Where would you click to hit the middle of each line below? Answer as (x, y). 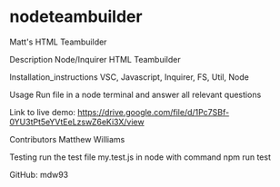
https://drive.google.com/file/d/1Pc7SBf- (153, 112)
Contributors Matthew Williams (67, 139)
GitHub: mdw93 (39, 174)
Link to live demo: (42, 112)
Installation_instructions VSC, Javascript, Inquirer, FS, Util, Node (130, 77)
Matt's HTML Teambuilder (58, 42)
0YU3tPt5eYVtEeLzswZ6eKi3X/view (77, 122)
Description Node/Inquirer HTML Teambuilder (95, 59)
